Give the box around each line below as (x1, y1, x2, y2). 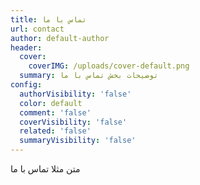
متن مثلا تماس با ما (10, 163, 81, 175)
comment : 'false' (19, 107, 92, 118)
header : (10, 42, 43, 53)
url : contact (10, 24, 65, 34)
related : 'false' (19, 126, 92, 136)
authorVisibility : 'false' (19, 89, 132, 99)
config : (10, 80, 43, 90)
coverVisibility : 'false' (19, 117, 128, 127)
